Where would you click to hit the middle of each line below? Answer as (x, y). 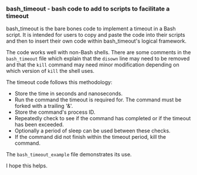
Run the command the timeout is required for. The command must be (98, 100)
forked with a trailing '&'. (44, 106)
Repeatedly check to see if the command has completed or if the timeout (103, 118)
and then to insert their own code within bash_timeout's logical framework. (96, 41)
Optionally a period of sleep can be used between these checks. (93, 131)
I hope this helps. (27, 166)
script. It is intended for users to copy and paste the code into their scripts (96, 35)
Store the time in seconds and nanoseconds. (69, 94)
